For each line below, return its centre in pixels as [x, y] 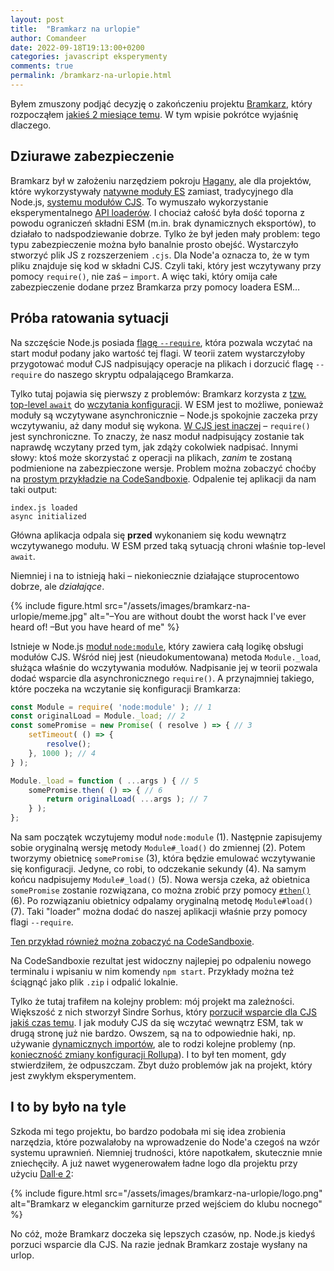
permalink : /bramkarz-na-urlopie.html [91, 76]
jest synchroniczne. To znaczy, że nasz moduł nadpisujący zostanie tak [157, 436]
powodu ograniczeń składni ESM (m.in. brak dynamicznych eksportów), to [163, 223]
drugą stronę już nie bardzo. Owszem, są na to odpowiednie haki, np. [153, 1033]
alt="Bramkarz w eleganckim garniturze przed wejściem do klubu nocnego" [166, 1203]
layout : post [37, 19]
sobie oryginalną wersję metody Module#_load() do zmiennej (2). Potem [158, 847]
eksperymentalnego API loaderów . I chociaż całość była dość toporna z [157, 212]
